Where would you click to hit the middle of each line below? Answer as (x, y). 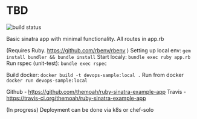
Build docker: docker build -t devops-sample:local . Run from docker (95, 75)
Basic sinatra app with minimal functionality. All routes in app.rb (85, 38)
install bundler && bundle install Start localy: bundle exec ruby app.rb (98, 56)
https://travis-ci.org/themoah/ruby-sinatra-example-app (76, 98)
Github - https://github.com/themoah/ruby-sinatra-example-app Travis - (96, 91)
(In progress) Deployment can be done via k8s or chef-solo (80, 109)
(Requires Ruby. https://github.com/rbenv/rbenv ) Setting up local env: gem (99, 50)
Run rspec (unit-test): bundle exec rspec (57, 63)
